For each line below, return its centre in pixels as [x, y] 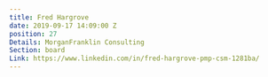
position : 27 [33, 34]
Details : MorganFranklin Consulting [77, 42]
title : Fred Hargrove [49, 17]
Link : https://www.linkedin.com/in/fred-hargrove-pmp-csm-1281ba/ [134, 58]
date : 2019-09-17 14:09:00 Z [63, 26]
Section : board [37, 50]
